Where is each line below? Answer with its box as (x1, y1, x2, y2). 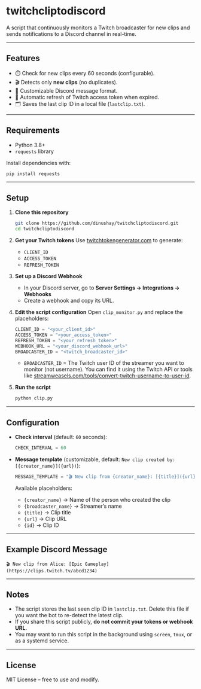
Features (6, 53, 40, 63)
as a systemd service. (14, 637, 69, 644)
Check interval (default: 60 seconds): (14, 434, 108, 441)
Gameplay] (84, 561, 109, 567)
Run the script (14, 384, 51, 391)
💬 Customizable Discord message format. (14, 87, 118, 94)
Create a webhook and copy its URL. (23, 297, 114, 304)
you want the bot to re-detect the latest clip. (14, 612, 124, 619)
